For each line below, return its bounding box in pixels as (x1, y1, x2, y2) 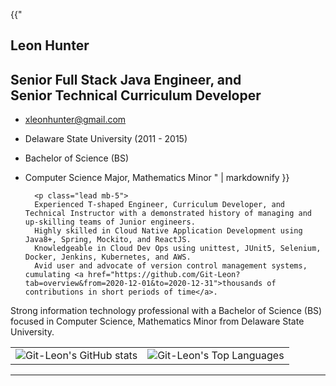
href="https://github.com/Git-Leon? (88, 270, 241, 280)
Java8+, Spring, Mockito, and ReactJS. (24, 235, 192, 245)
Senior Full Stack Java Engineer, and (10, 71, 242, 88)
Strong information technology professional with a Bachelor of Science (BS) (10, 305, 323, 317)
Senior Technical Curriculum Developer (10, 87, 262, 104)
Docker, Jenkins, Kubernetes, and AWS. (24, 252, 192, 263)
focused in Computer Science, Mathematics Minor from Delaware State (10, 315, 305, 328)
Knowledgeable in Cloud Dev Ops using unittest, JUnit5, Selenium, (34, 244, 322, 254)
